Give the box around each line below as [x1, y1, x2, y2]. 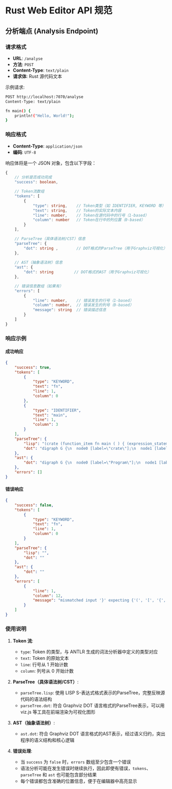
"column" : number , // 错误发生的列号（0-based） [32, 303, 134, 308]
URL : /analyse [12, 55, 43, 61]
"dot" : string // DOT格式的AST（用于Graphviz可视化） [24, 269, 152, 275]
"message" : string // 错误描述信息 [32, 307, 106, 313]
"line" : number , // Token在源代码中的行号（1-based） [32, 213, 149, 218]
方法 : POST [12, 61, 34, 67]
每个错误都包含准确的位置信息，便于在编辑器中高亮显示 [20, 778, 137, 784]
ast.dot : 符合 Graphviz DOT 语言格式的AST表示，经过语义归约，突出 [20, 731, 165, 737]
